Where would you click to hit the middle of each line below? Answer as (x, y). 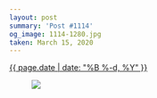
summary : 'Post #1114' (51, 26)
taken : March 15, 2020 (51, 42)
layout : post (33, 17)
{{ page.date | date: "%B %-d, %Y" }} (78, 68)
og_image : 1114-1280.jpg (55, 34)
